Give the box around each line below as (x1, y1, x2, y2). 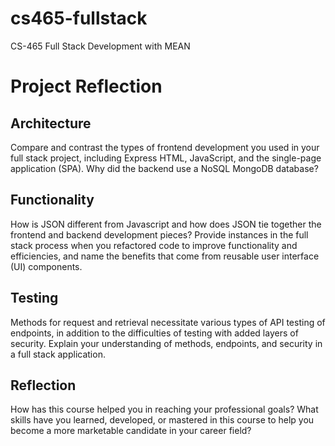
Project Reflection (10, 75, 163, 98)
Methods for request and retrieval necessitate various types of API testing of (10, 316, 326, 328)
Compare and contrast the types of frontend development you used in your (10, 141, 320, 153)
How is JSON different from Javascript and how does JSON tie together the (10, 218, 322, 230)
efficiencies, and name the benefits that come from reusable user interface (10, 250, 320, 262)
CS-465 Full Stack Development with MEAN (10, 40, 191, 52)
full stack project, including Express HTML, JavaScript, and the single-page (10, 152, 322, 164)
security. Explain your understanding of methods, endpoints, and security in (10, 337, 323, 349)
